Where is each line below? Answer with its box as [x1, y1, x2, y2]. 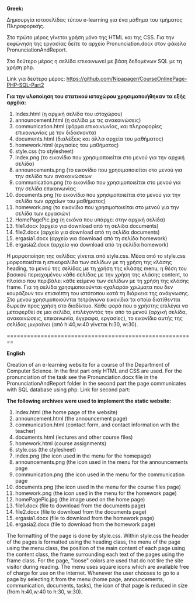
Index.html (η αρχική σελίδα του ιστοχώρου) [15, 111, 123, 117]
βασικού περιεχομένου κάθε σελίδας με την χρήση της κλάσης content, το [6, 271, 189, 278]
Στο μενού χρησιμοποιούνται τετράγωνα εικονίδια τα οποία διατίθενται [6, 296, 180, 303]
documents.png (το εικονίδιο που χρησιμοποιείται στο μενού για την [15, 192, 181, 198]
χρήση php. [6, 64, 34, 71]
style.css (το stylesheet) [15, 148, 74, 155]
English [6, 350, 26, 357]
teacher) [15, 428, 36, 434]
